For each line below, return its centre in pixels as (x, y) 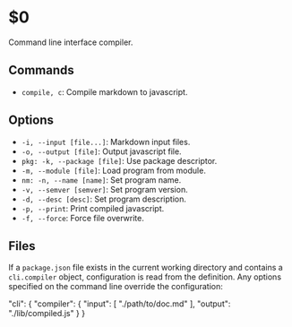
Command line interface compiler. (71, 42)
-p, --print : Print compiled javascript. (93, 208)
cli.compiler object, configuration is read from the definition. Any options (145, 277)
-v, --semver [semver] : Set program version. (105, 189)
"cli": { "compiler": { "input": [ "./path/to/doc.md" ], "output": (120, 304)
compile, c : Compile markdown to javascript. (104, 91)
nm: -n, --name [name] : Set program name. (101, 180)
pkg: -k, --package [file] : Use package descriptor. (119, 160)
